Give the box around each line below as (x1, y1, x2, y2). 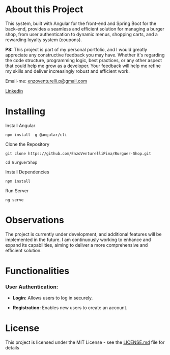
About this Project (5, 4, 83, 15)
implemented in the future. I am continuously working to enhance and (5, 236, 151, 243)
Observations (5, 215, 65, 226)
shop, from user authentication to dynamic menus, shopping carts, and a (5, 31, 158, 37)
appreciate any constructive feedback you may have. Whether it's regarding (5, 52, 165, 58)
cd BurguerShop (5, 160, 38, 165)
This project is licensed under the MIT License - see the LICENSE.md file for (5, 339, 165, 345)
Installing (5, 106, 46, 117)
